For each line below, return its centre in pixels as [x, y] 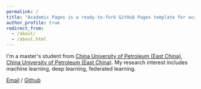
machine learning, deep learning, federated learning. [71, 69]
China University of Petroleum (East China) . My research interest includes [97, 62]
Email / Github [23, 80]
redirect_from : [25, 28]
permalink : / [22, 12]
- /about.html [29, 39]
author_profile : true [33, 23]
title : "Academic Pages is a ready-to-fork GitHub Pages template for [96, 17]
